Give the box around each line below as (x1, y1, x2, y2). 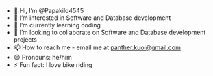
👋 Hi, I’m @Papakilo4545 (13, 7, 84, 14)
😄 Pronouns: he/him (13, 53, 72, 61)
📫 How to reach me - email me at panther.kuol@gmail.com (13, 43, 181, 51)
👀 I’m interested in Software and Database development (13, 14, 171, 22)
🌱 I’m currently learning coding (13, 21, 101, 29)
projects (13, 36, 38, 44)
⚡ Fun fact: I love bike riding (13, 61, 92, 68)
